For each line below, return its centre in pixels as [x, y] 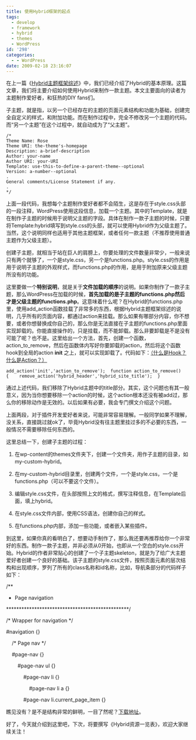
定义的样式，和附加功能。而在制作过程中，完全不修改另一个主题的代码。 [103, 117]
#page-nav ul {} [36, 666]
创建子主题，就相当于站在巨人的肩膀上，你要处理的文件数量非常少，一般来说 [98, 253]
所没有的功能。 [24, 275]
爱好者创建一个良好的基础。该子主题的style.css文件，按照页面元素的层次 [93, 560]
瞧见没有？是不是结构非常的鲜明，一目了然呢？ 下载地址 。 [75, 712]
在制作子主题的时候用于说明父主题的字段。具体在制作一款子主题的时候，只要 [98, 218]
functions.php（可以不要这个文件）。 [58, 481]
